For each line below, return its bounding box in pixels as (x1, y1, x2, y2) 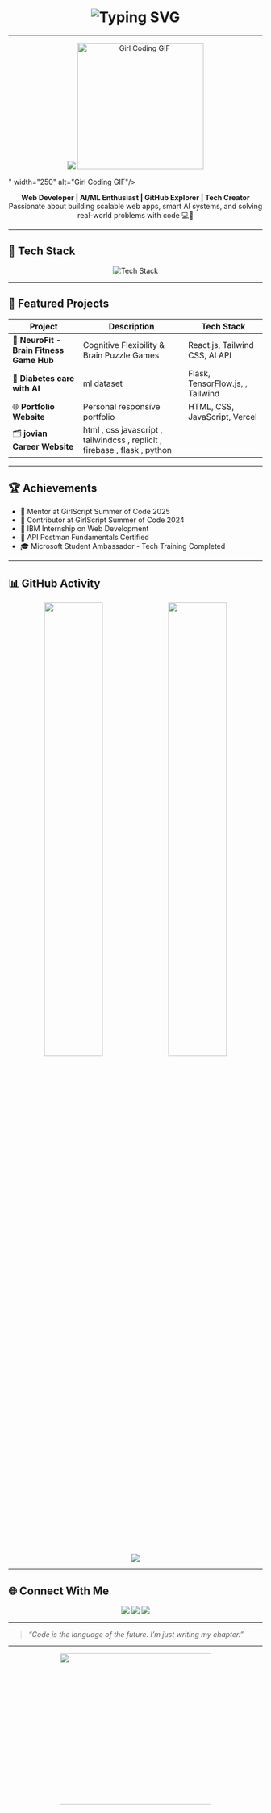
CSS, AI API (188, 350, 232, 361)
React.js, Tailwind (188, 339, 254, 350)
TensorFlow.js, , (188, 378, 248, 389)
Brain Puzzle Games (82, 350, 160, 361)
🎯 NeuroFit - (12, 334, 62, 345)
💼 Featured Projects (8, 297, 110, 311)
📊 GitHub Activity (8, 576, 101, 590)
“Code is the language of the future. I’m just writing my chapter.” (27, 1630, 244, 1639)
